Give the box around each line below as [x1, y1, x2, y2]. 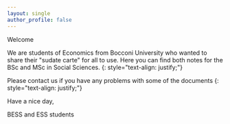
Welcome [7, 35, 34, 43]
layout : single [7, 10, 51, 17]
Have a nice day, [7, 97, 54, 105]
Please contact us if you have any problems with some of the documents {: [7, 76, 220, 84]
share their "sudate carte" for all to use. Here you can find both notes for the [7, 55, 223, 64]
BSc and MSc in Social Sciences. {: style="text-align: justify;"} [7, 63, 183, 71]
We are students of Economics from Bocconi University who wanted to [7, 49, 207, 57]
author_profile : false [7, 16, 72, 23]
